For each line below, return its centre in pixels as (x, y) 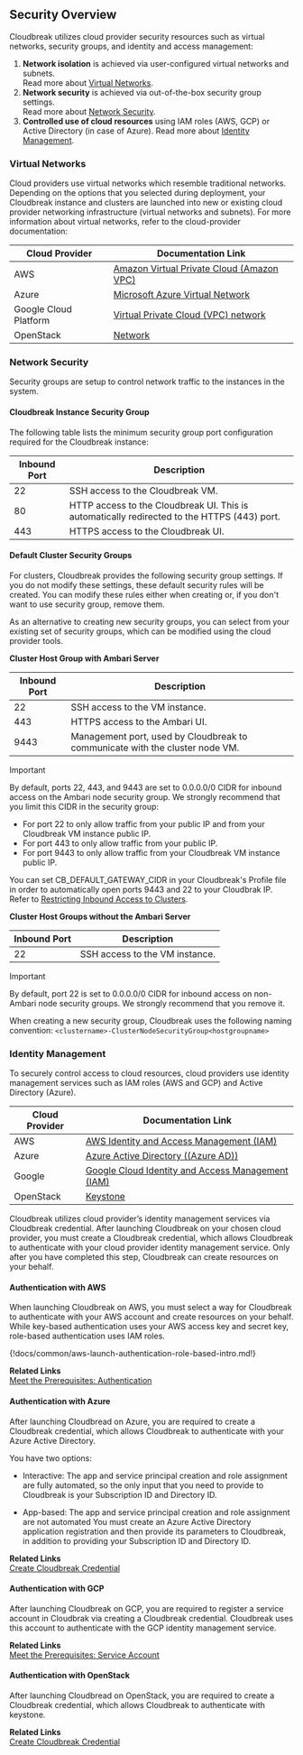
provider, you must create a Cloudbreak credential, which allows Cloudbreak (151, 1238)
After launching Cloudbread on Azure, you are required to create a (132, 1421)
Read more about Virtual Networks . (87, 83)
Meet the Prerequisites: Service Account (84, 1655)
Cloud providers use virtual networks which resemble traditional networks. (148, 183)
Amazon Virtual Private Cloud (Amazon (196, 269)
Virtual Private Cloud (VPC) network (189, 315)
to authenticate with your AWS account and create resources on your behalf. (151, 1317)
